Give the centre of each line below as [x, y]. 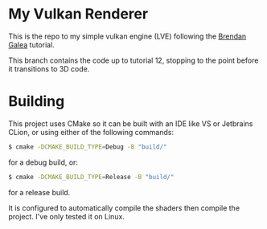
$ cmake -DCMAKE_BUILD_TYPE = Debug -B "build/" [88, 147]
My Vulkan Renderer [78, 14]
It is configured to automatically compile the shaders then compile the [124, 208]
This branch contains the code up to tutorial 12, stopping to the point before [133, 60]
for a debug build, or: [43, 162]
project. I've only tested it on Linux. [66, 216]
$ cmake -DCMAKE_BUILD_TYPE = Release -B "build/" [91, 177]
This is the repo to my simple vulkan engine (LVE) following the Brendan [127, 36]
